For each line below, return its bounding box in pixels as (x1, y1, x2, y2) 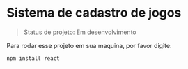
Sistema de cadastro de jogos (6, 5, 182, 21)
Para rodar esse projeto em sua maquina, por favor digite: (6, 41, 172, 49)
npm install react (6, 54, 60, 62)
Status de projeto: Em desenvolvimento (23, 28, 136, 36)
